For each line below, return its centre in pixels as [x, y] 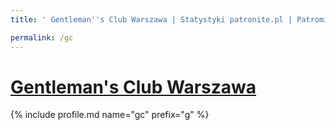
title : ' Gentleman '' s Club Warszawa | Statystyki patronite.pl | [151, 19]
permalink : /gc [42, 37]
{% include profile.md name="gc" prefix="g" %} [110, 115]
